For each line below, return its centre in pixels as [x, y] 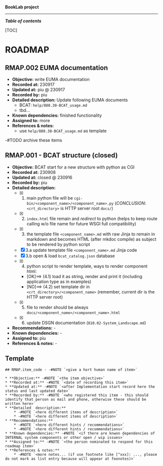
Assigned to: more [31, 120]
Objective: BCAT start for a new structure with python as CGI [73, 167]
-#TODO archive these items [33, 140]
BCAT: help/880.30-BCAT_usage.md [53, 105]
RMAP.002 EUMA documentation [57, 68]
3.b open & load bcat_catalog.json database [70, 256]
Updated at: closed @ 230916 [42, 177]
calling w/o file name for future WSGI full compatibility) [81, 224]
